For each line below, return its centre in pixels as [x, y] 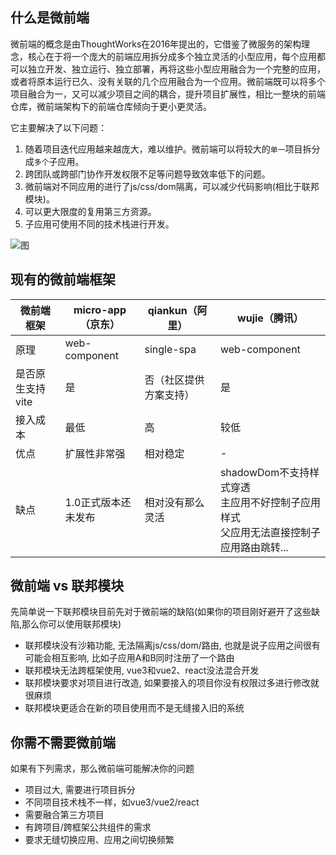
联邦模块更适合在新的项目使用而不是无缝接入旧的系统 [134, 708]
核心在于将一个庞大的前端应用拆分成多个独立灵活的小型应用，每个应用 [172, 56]
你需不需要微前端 [63, 742]
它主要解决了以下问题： [58, 127]
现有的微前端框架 [63, 279]
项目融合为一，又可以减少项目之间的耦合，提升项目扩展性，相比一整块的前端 [168, 94]
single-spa [170, 349]
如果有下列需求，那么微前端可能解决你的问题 [102, 769]
